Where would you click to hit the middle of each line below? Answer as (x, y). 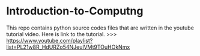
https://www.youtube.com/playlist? (50, 40)
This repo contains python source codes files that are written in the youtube (100, 28)
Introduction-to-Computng (75, 11)
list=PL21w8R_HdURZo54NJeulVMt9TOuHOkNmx (68, 47)
